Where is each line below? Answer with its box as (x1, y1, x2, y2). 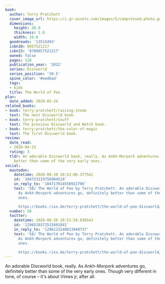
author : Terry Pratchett (9, 12, 60, 17)
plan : (5, 94, 16, 99)
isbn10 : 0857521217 (9, 44, 50, 49)
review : (5, 136, 21, 141)
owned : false (9, 53, 36, 58)
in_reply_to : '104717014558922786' (14, 181, 87, 186)
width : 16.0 (14, 35, 38, 40)
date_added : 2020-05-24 (9, 99, 58, 104)
